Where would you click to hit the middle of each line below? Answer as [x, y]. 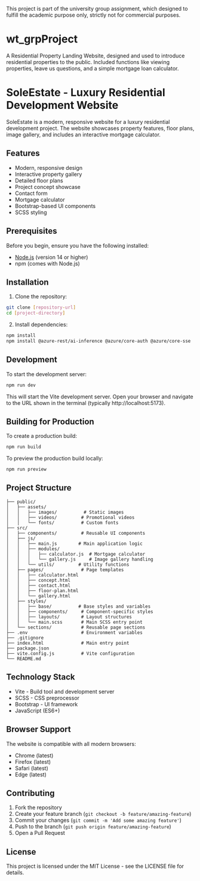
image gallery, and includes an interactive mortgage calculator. [84, 135]
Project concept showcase [47, 187]
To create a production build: [42, 436]
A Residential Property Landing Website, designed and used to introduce [96, 56]
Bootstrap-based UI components [55, 206]
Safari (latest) [32, 768]
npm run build [24, 447]
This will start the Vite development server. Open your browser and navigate [100, 397]
